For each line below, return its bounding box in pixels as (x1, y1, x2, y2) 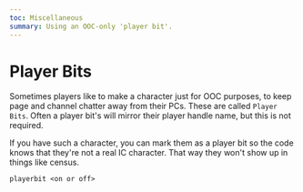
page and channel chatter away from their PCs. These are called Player (9, 101, 278, 112)
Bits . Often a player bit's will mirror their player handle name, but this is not (9, 110, 291, 121)
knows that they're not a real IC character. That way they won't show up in (9, 147, 288, 158)
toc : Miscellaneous (9, 13, 84, 23)
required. (9, 120, 44, 131)
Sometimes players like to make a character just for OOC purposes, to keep (9, 91, 292, 102)
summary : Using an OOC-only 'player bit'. (9, 22, 173, 31)
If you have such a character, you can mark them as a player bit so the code (9, 137, 294, 148)
